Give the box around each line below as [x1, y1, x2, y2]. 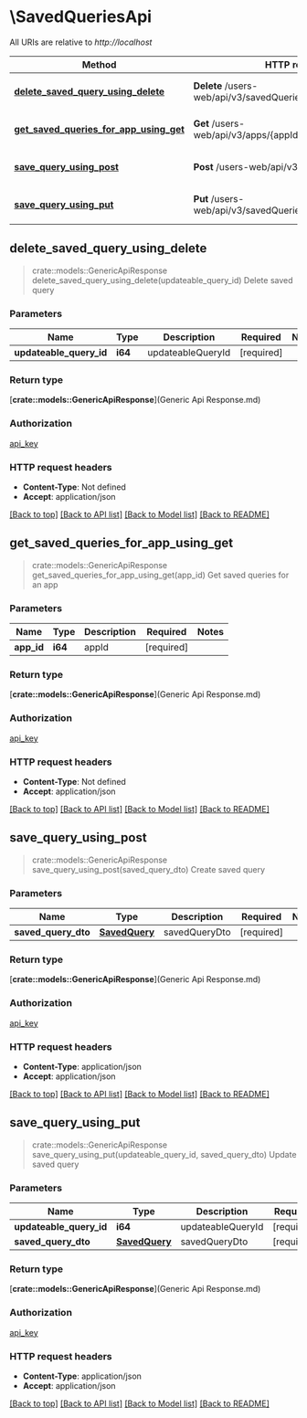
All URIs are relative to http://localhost [9, 37, 153, 48]
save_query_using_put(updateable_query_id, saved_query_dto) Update [31, 1148, 297, 1159]
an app [31, 578, 58, 590]
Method [81, 58, 117, 70]
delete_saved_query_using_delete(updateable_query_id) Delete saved [31, 274, 294, 285]
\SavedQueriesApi [9, 6, 153, 27]
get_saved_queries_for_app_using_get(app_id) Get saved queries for [31, 569, 290, 580]
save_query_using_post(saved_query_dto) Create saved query [31, 863, 266, 874]
